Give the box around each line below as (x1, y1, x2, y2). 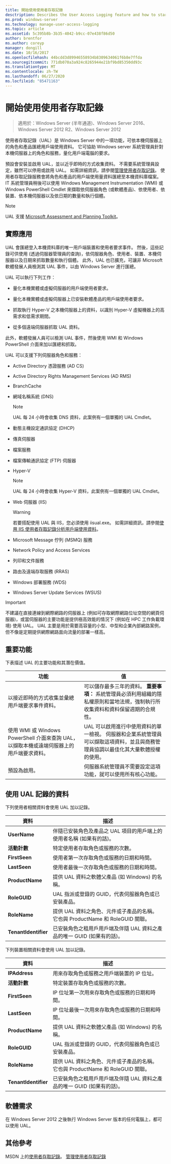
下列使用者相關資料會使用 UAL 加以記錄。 (5, 804, 93, 811)
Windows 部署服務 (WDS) (12, 579, 67, 585)
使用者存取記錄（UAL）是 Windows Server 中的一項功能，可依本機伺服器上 (5, 137, 163, 143)
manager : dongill (5, 45, 42, 50)
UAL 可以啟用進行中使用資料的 (83, 723, 157, 730)
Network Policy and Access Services (12, 547, 91, 553)
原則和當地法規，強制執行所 (94, 698, 161, 705)
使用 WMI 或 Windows (8, 727, 61, 734)
